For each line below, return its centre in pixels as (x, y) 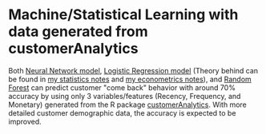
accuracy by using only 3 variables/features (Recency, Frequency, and (125, 96)
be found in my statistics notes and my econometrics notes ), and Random (130, 79)
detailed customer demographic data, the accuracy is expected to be (122, 112)
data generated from (78, 32)
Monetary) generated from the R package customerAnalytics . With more (127, 104)
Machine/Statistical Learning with (123, 15)
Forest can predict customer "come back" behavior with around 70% (122, 87)
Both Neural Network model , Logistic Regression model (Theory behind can (133, 70)
